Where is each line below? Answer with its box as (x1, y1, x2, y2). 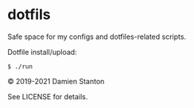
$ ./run (7, 62, 33, 71)
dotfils (7, 6, 51, 24)
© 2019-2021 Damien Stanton (7, 76, 105, 86)
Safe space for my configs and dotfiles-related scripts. (7, 32, 187, 41)
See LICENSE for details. (7, 91, 88, 101)
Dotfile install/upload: (7, 47, 77, 56)
